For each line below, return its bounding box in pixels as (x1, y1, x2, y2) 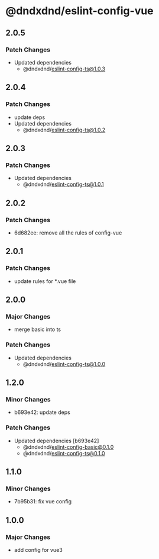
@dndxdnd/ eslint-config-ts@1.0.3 (22, 65, 106, 72)
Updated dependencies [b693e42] (14, 437, 99, 444)
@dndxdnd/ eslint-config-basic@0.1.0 (22, 443, 114, 451)
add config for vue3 (14, 546, 63, 553)
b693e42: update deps (14, 409, 70, 416)
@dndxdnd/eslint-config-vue (5, 4, 154, 18)
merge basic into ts (14, 326, 61, 333)
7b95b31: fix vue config (14, 498, 72, 505)
